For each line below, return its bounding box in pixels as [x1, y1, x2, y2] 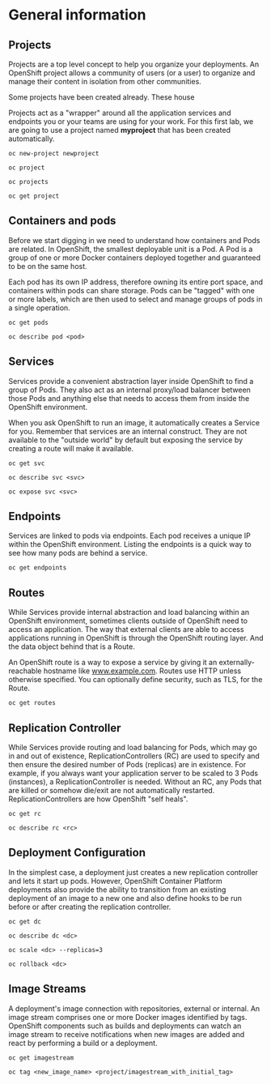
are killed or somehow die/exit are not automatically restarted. [8, 786, 215, 796]
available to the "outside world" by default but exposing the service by [8, 435, 243, 445]
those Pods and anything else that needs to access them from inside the [8, 393, 250, 403]
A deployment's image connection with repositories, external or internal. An [8, 1003, 260, 1014]
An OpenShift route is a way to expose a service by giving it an [8, 658, 218, 668]
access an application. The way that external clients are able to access [8, 625, 244, 634]
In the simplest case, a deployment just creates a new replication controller [8, 867, 259, 877]
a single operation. [8, 302, 70, 313]
